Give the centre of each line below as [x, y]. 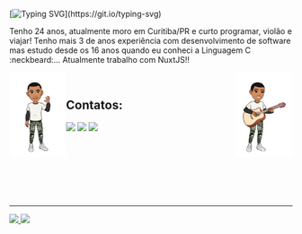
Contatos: [94, 105]
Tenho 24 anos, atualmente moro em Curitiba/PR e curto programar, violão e [151, 31]
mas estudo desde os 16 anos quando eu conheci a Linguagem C [130, 50]
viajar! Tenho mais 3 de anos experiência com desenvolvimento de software [150, 41]
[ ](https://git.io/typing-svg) [85, 14]
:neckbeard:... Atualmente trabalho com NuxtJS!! [100, 60]
